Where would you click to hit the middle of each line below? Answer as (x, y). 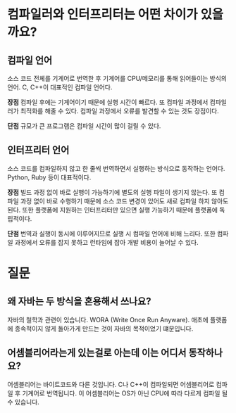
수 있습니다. (24, 402)
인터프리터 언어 (38, 150)
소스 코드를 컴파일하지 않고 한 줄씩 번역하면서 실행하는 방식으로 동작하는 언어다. (116, 168)
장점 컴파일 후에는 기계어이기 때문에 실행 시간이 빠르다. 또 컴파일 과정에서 (108, 102)
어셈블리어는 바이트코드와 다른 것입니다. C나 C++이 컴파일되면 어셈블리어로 (111, 384)
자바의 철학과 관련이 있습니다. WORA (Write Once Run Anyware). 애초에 (108, 319)
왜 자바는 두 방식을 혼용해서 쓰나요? (79, 301)
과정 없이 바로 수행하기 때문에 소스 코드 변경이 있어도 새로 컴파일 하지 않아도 (124, 201)
